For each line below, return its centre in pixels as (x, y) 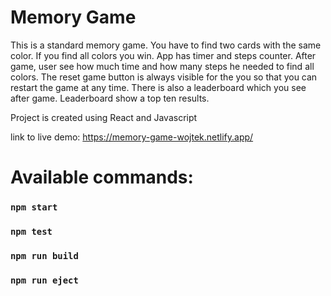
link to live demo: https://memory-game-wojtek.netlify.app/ (132, 137)
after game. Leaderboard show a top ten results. (110, 98)
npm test (31, 231)
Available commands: (102, 177)
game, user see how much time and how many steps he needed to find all (162, 66)
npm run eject (44, 280)
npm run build (44, 255)
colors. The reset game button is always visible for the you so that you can (164, 77)
